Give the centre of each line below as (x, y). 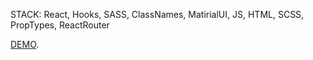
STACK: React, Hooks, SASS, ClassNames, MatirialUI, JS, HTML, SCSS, (157, 14)
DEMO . (25, 44)
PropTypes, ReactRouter (60, 25)
